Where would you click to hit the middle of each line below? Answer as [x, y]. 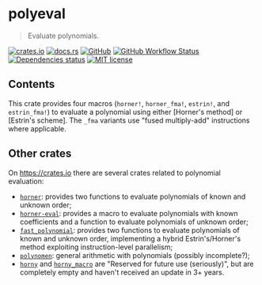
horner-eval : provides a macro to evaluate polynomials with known [129, 213]
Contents [32, 84]
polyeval [37, 14]
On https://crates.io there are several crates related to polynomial [115, 173]
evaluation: [26, 181]
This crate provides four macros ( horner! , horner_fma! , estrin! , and [119, 103]
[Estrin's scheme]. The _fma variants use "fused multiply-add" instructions [129, 120]
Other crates [40, 154]
